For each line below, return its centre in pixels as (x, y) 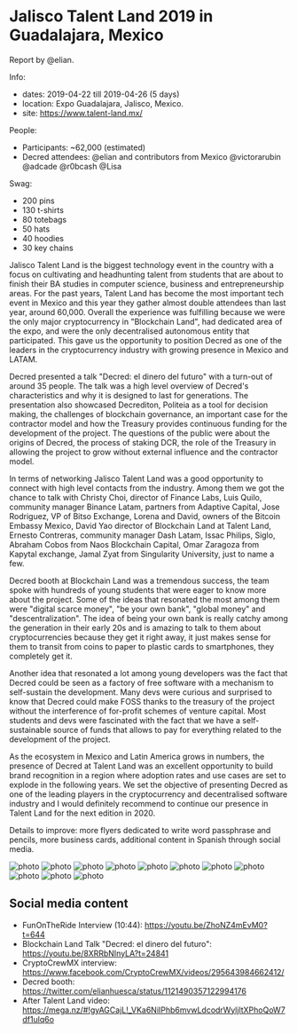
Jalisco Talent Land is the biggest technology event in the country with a (142, 264)
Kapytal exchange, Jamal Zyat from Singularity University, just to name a (142, 554)
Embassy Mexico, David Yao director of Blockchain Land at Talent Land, (141, 525)
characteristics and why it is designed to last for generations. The (129, 395)
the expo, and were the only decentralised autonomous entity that (129, 331)
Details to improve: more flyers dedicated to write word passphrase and (140, 830)
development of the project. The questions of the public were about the (140, 433)
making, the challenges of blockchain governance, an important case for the (148, 414)
